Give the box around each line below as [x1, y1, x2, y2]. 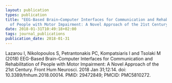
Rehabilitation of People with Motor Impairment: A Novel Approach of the [5, 61, 159, 67]
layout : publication [5, 7, 50, 13]
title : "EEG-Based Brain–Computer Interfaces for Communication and [5, 17, 155, 22]
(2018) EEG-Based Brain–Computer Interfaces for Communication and [5, 55, 153, 61]
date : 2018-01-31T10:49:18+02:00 [5, 27, 77, 32]
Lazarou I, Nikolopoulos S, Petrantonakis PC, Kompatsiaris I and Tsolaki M [5, 50, 161, 56]
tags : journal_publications [5, 31, 66, 36]
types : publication [5, 12, 47, 17]
